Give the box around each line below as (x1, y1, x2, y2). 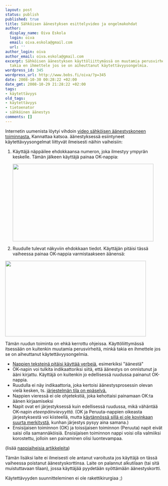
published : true (5, 17, 39, 22)
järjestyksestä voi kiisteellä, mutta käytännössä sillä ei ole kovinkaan (12, 414, 153, 420)
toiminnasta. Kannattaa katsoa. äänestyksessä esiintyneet (5, 133, 125, 139)
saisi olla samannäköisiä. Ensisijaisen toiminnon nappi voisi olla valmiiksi (12, 430, 161, 436)
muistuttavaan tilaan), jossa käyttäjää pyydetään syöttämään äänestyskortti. (5, 465, 161, 471)
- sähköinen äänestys (5, 110, 50, 115)
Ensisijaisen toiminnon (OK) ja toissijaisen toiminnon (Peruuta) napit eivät (12, 424, 162, 430)
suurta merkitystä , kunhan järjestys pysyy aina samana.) (12, 419, 129, 425)
